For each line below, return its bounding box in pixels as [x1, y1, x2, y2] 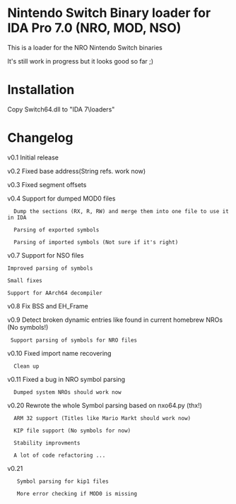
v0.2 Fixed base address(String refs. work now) [7, 167, 146, 175]
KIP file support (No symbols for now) [13, 427, 131, 434]
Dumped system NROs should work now [13, 388, 122, 396]
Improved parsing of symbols [7, 265, 93, 272]
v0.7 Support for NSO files [7, 251, 84, 259]
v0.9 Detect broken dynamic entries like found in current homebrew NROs [7, 316, 223, 324]
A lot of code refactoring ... [13, 452, 106, 459]
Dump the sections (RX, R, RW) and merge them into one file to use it [13, 208, 230, 215]
